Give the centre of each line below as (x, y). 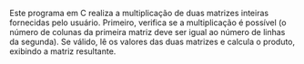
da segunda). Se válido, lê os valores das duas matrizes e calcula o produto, (152, 41)
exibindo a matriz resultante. (63, 51)
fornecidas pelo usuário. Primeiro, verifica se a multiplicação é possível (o (148, 23)
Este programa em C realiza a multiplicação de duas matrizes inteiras (139, 13)
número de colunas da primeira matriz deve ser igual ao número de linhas (147, 32)
